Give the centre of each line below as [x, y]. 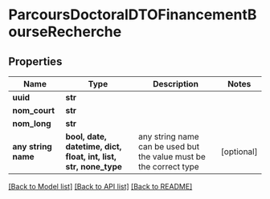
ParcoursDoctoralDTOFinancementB [133, 15]
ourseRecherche [65, 32]
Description [176, 84]
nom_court [33, 110]
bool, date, [86, 136]
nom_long [32, 124]
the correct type [168, 167]
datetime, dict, [94, 146]
